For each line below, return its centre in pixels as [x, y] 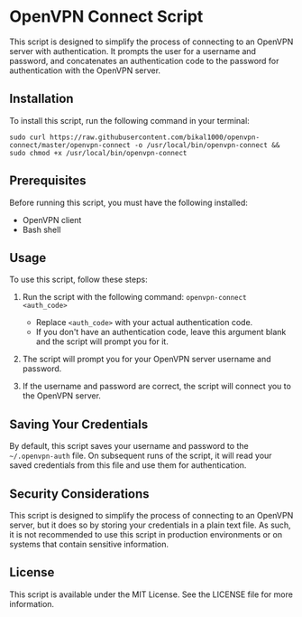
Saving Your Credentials [79, 424]
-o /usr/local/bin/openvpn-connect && [207, 145]
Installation [41, 99]
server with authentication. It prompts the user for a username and [133, 51]
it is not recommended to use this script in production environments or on [146, 534]
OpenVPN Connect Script [106, 17]
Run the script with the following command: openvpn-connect [134, 297]
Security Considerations [80, 494]
